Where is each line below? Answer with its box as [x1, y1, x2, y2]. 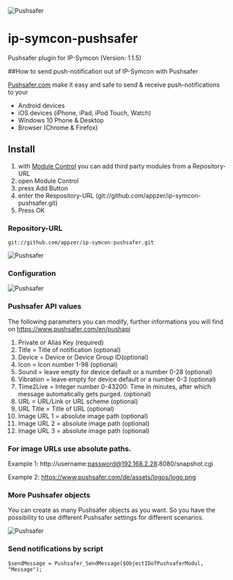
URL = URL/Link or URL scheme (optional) [17, 397, 138, 405]
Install [8, 143, 35, 155]
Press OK [17, 206, 45, 214]
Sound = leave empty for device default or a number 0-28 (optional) [17, 367, 213, 376]
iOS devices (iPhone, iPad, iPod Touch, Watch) [17, 108, 152, 117]
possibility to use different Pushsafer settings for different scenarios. [8, 513, 204, 522]
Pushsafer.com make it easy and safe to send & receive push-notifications [8, 80, 221, 89]
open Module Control [17, 177, 79, 185]
